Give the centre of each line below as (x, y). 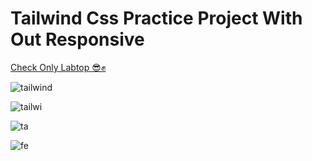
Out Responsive (77, 39)
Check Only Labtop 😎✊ (58, 67)
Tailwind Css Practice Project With (156, 18)
